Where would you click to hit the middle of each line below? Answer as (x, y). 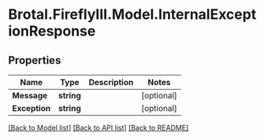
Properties (35, 60)
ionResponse (52, 31)
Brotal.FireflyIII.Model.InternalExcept (132, 15)
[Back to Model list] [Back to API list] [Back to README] (99, 128)
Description (111, 82)
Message (30, 96)
